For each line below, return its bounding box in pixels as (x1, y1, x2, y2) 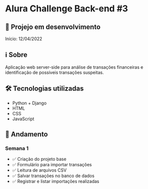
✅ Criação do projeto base (12, 156, 67, 162)
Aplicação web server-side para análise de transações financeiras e (5, 64, 144, 70)
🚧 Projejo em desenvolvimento (5, 23, 101, 31)
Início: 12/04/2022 (5, 36, 42, 42)
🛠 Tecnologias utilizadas (5, 85, 84, 93)
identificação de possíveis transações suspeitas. (5, 69, 104, 75)
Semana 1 (5, 144, 29, 151)
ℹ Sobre (5, 50, 28, 59)
